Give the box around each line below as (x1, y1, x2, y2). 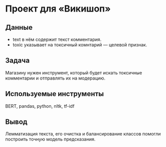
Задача (5, 56, 30, 65)
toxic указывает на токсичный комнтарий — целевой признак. (12, 42, 148, 48)
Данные (5, 23, 33, 32)
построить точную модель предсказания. (5, 136, 96, 142)
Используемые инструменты (5, 90, 104, 98)
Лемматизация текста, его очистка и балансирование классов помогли (5, 131, 161, 137)
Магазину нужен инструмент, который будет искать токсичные (5, 69, 143, 76)
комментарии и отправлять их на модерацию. (5, 75, 106, 81)
